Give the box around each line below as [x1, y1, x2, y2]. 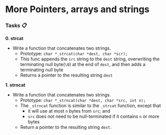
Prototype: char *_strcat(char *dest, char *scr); [20, 51, 128, 57]
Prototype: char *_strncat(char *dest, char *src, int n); [20, 97, 146, 104]
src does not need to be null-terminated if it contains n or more [27, 113, 159, 120]
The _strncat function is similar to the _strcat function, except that [20, 103, 161, 109]
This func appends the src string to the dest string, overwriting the [20, 56, 160, 62]
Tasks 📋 [5, 22, 27, 29]
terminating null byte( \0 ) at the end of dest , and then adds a [20, 61, 146, 68]
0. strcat [5, 36, 24, 42]
